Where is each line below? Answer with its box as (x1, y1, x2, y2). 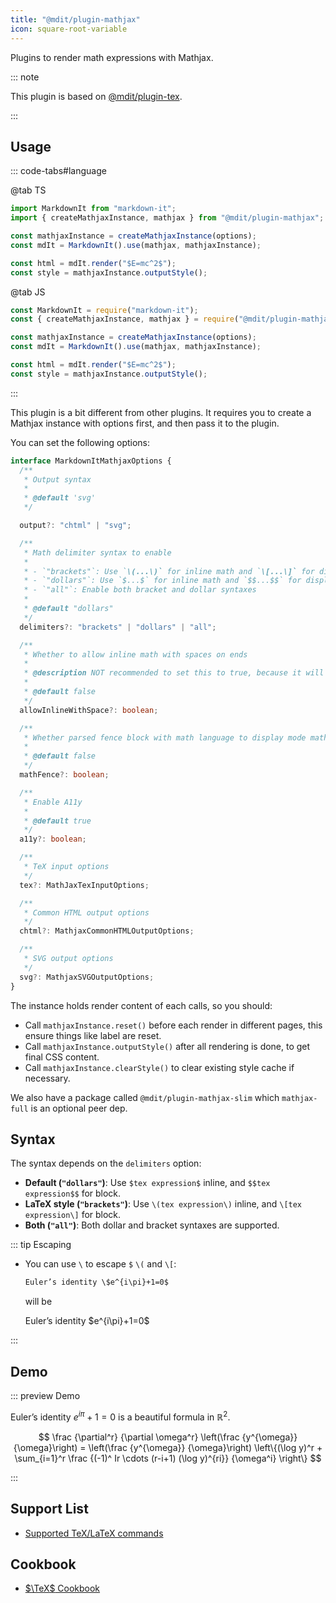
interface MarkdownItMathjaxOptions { (10, 456, 172, 466)
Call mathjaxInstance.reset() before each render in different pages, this (24, 1019, 323, 1031)
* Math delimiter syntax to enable (23, 547, 172, 558)
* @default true (23, 816, 92, 826)
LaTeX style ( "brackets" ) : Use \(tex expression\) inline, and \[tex (24, 1198, 303, 1210)
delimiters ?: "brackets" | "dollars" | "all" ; (19, 622, 217, 632)
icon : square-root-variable (10, 24, 128, 34)
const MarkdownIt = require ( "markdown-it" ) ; (10, 305, 199, 315)
